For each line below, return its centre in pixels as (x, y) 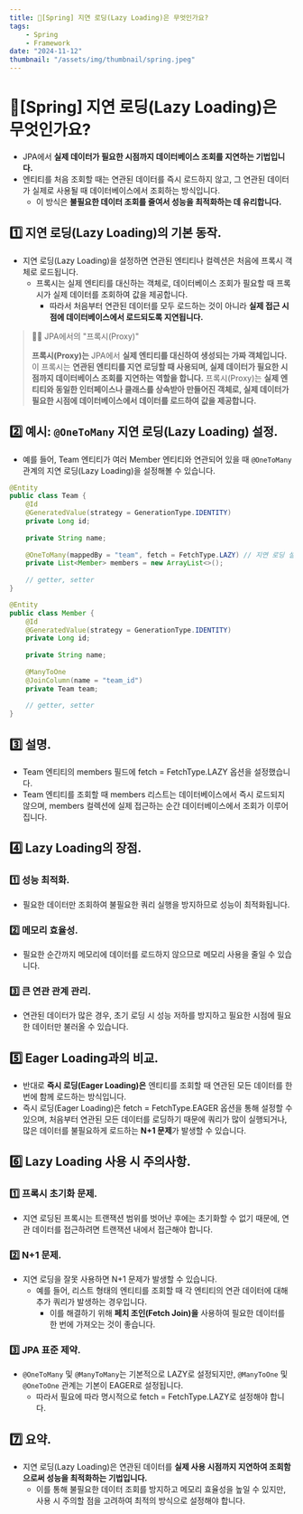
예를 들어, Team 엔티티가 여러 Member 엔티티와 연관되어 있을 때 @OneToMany (157, 459)
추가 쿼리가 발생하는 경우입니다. (91, 1302)
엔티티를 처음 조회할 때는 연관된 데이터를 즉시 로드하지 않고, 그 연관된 (144, 179)
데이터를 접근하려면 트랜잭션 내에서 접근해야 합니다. (123, 1229)
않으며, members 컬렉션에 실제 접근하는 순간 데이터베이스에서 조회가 (143, 806)
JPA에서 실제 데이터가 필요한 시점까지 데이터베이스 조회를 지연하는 (138, 156)
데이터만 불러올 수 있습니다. (80, 1027)
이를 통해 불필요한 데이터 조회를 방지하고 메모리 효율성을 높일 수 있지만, (161, 1490)
